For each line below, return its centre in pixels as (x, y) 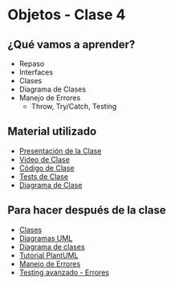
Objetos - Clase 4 (67, 15)
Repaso (32, 63)
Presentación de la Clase (60, 151)
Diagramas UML (46, 238)
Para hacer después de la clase (87, 210)
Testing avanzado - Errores (64, 272)
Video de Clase (44, 159)
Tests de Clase (44, 176)
